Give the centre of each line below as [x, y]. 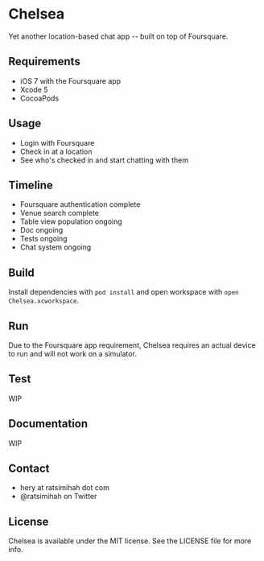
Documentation [48, 424]
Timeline [31, 185]
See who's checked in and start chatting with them [104, 160]
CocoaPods [39, 98]
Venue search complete [59, 213]
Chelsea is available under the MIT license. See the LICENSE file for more [130, 541]
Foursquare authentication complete [80, 204]
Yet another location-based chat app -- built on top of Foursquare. [118, 36]
